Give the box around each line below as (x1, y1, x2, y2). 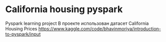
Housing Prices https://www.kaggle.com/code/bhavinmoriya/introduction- (5, 25, 161, 31)
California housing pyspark (5, 4, 123, 15)
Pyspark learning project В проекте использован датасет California (5, 20, 149, 26)
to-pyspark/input (5, 31, 41, 37)
